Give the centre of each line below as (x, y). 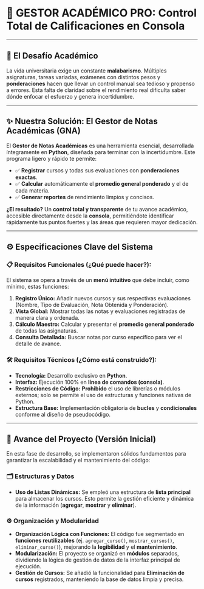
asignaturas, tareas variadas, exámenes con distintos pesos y (83, 77)
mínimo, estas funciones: (38, 287)
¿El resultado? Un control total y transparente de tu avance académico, (97, 209)
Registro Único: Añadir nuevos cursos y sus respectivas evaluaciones (103, 298)
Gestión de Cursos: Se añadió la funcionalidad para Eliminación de (100, 573)
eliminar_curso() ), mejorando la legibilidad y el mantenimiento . (96, 547)
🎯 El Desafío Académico (52, 56)
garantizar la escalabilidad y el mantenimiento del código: (78, 460)
